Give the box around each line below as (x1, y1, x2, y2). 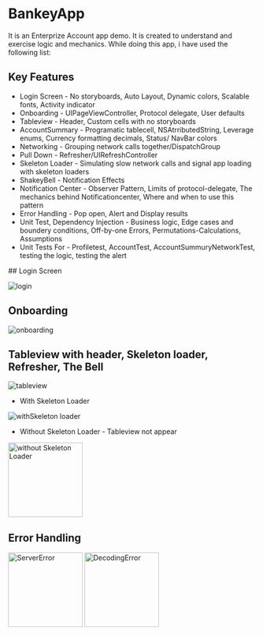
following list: (8, 47, 51, 57)
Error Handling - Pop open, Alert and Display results (19, 208, 189, 218)
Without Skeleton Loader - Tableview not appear (19, 427, 177, 436)
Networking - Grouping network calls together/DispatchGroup (19, 141, 220, 151)
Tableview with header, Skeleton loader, (8, 348, 209, 361)
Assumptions (19, 233, 63, 243)
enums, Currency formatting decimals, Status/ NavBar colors (19, 133, 218, 143)
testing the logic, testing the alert (19, 250, 128, 260)
